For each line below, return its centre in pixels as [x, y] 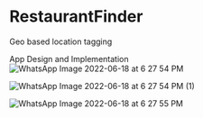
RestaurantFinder [76, 17]
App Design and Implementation [69, 59]
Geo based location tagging [61, 41]
